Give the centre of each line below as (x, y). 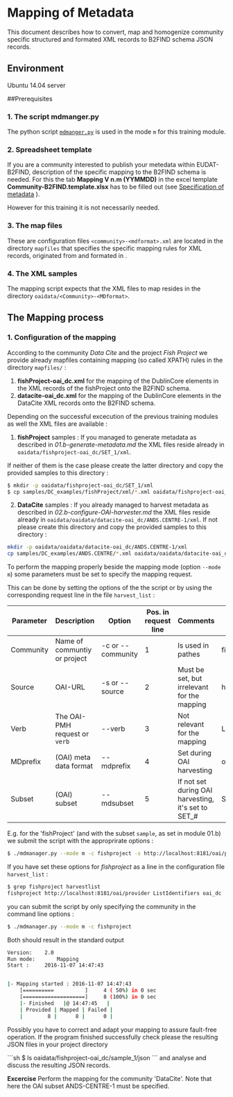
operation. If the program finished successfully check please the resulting (113, 1037)
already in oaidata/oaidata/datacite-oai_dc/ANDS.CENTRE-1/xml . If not (118, 520)
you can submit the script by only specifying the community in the (102, 906)
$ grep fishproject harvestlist (54, 887)
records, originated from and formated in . (67, 255)
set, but (190, 679)
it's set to (193, 808)
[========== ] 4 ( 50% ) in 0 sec (88, 991)
